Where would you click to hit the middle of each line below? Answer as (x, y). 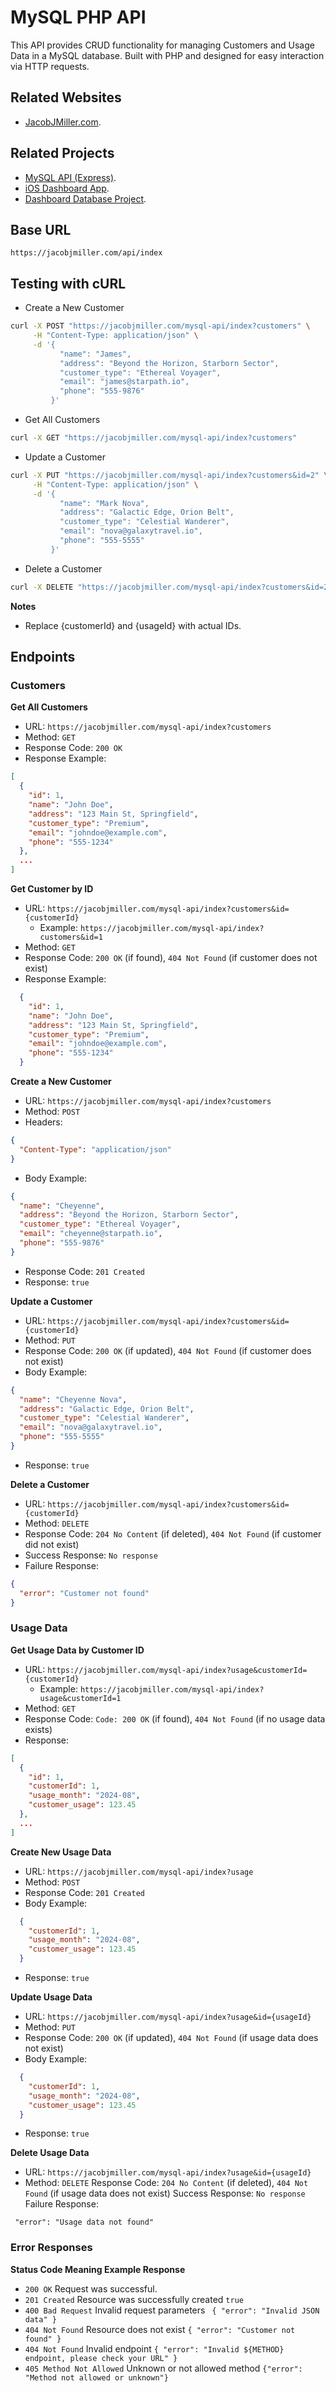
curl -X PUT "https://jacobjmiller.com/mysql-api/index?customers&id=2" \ (169, 475)
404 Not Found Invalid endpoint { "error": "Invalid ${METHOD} (154, 2348)
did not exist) (52, 1544)
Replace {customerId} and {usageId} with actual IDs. (133, 625)
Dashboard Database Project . (85, 198)
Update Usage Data (51, 1997)
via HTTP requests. (50, 66)
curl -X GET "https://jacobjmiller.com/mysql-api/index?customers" (154, 438)
